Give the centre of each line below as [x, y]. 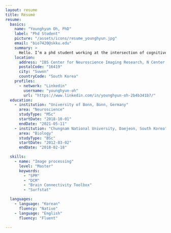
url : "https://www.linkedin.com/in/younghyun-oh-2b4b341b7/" [90, 95]
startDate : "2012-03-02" [45, 143]
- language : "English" [38, 213]
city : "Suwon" [34, 72]
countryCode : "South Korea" [49, 76]
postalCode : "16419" [40, 67]
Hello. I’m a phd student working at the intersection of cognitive [93, 53]
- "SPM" [32, 176]
